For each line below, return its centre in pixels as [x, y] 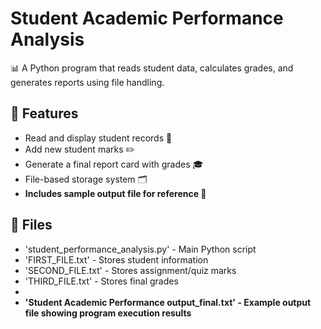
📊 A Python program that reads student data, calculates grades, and [152, 68]
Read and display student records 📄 [98, 138]
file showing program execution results [108, 313]
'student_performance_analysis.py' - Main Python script [140, 249]
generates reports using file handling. [87, 82]
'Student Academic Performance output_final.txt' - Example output [168, 302]
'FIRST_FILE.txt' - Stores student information [116, 259]
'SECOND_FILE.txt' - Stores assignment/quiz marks [130, 270]
